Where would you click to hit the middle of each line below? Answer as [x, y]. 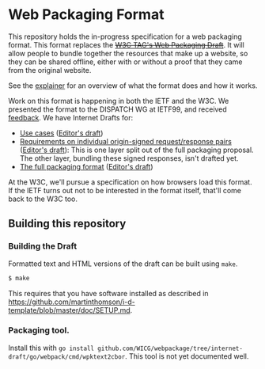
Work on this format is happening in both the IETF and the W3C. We [119, 101]
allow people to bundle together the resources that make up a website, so [128, 53]
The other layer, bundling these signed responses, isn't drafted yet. [129, 158]
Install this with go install [51, 348]
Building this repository [67, 224]
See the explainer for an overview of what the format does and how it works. [133, 86]
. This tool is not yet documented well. [187, 356]
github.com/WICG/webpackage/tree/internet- [170, 348]
